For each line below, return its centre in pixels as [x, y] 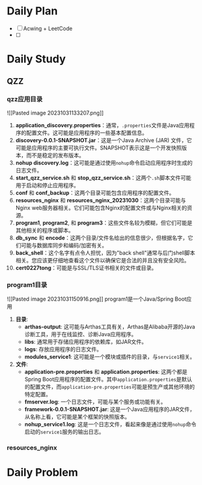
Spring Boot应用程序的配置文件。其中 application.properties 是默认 [108, 379]
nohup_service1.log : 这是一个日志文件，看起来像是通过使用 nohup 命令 [110, 424]
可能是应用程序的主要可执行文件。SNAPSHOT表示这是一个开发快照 [99, 148]
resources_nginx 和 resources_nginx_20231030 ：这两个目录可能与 [101, 200]
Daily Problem [42, 473]
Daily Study [36, 59]
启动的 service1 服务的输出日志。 [64, 432]
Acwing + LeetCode [48, 28]
